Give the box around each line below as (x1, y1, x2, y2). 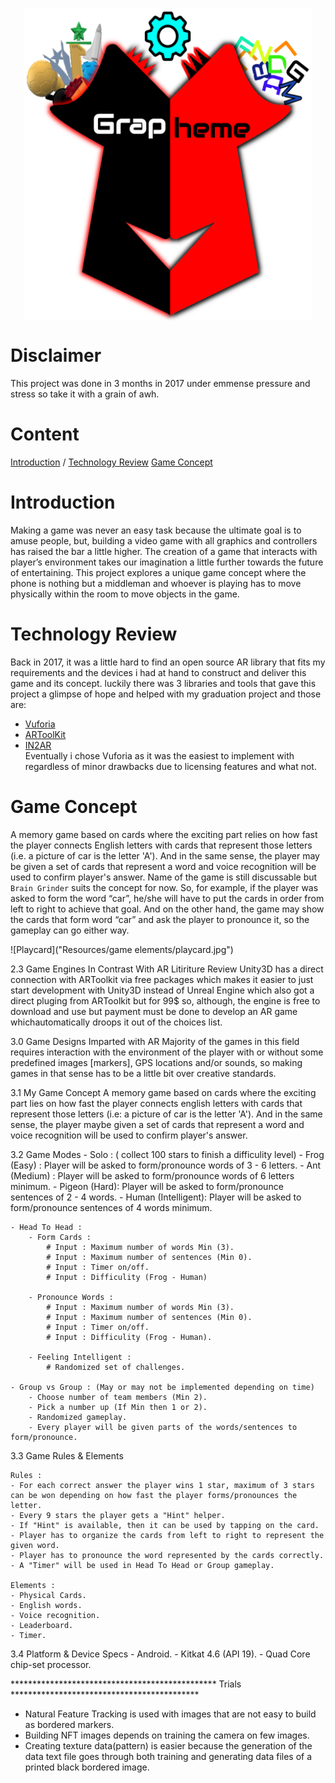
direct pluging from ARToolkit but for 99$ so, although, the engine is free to (10, 994, 321, 1007)
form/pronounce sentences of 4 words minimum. (10, 1201, 213, 1213)
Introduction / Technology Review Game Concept (10, 456, 213, 468)
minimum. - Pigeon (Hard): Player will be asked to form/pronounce (10, 1180, 284, 1192)
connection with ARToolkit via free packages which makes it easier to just (10, 973, 314, 985)
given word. (10, 1540, 60, 1550)
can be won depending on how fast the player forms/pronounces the (10, 1490, 298, 1500)
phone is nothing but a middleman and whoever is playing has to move (10, 577, 302, 589)
